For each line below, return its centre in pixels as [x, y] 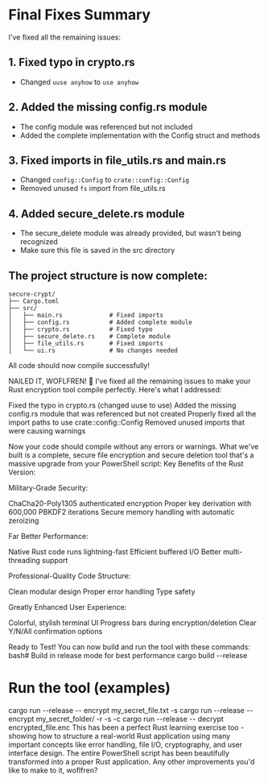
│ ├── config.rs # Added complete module [101, 322]
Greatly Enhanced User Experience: [68, 607]
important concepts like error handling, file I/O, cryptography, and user [126, 744]
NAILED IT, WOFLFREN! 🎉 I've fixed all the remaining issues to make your [130, 381]
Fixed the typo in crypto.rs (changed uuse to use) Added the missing [122, 405]
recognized [39, 242]
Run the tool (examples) [90, 688]
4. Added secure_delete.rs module [97, 214]
